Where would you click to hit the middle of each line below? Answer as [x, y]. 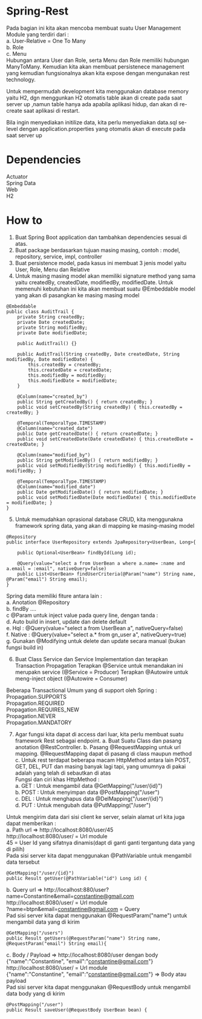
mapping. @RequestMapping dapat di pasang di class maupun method [103, 753]
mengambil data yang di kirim [43, 922]
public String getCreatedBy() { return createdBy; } [85, 402]
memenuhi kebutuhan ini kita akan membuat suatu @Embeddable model [105, 289]
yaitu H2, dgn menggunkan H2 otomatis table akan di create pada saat [94, 98]
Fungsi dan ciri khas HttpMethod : [57, 779]
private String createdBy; [51, 317]
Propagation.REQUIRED [35, 703]
